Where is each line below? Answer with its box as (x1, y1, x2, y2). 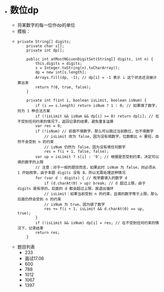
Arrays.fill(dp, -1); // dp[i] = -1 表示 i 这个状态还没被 (35, 75, 153, 80)
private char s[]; (26, 43, 65, 48)
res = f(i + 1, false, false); (44, 149, 109, 154)
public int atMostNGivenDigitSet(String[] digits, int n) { (26, 56, 154, 61)
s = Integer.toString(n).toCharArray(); (35, 65, 120, 70)
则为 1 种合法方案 (17, 108, 51, 113)
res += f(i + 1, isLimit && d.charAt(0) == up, (44, 206, 145, 211)
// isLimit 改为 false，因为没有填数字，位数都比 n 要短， (44, 134, 156, 139)
